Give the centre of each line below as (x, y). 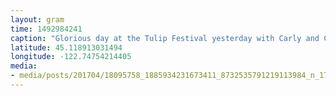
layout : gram (37, 19)
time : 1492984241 (46, 29)
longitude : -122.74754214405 (71, 57)
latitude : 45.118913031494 (66, 47)
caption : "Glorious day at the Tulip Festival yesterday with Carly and (165, 38)
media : (24, 66)
